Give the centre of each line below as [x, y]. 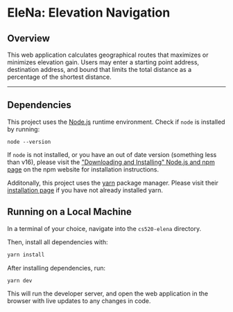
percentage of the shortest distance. [60, 77]
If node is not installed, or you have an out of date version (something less [112, 154]
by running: [24, 129]
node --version [29, 142]
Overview [29, 38]
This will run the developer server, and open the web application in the [108, 294]
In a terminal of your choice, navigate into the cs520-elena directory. [104, 228]
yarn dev [20, 281]
